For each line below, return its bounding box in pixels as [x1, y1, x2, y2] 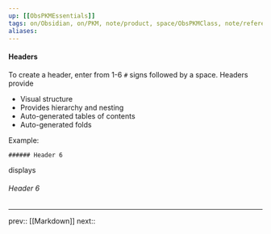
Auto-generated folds [19, 119, 92, 129]
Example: [8, 135, 40, 145]
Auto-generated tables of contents [19, 111, 135, 121]
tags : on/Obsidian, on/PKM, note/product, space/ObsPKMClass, [8, 19, 222, 27]
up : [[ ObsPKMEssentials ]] [8, 11, 95, 20]
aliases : [8, 27, 38, 35]
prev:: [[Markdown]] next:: [8, 215, 96, 226]
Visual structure [19, 94, 73, 103]
